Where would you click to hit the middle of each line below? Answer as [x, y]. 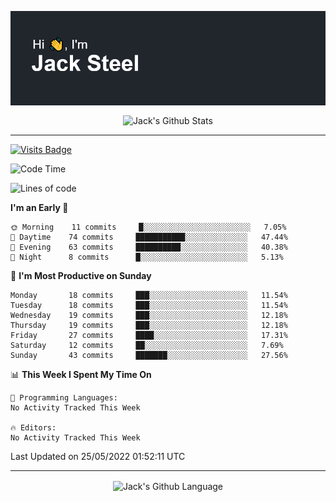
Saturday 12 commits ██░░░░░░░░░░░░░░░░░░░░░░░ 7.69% [147, 345]
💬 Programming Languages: [64, 397]
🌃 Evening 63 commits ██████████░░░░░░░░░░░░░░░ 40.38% [149, 247]
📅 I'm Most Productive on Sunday [81, 275]
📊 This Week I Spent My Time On [81, 374]
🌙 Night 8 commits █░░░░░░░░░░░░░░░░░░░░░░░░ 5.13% [147, 257]
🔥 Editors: [33, 427]
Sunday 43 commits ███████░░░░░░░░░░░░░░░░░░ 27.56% [149, 355]
